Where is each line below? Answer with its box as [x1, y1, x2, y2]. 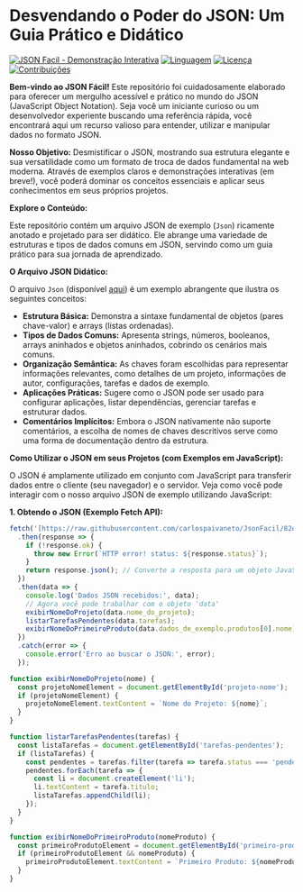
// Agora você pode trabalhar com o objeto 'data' [25, 599, 220, 608]
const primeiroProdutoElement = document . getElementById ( [17, 841, 241, 850]
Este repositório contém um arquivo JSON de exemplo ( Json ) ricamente [9, 220, 275, 231]
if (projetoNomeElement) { [17, 691, 119, 700]
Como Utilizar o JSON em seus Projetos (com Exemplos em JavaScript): [9, 452, 284, 463]
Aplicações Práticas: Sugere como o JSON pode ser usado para [22, 387, 264, 397]
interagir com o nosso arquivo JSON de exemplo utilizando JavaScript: [9, 488, 272, 500]
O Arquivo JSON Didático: [9, 266, 108, 277]
